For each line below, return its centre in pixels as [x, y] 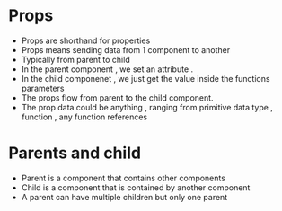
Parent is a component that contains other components [123, 178]
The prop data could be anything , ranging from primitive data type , [147, 107]
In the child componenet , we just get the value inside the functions [145, 78]
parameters [43, 88]
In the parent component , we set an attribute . [107, 69]
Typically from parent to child [76, 59]
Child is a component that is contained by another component [136, 187]
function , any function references [84, 117]
